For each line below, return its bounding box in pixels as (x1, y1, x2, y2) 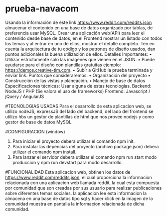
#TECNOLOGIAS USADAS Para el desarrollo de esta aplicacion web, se (5, 103, 152, 109)
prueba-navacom (5, 3, 79, 14)
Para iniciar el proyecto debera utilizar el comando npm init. (12, 138, 135, 144)
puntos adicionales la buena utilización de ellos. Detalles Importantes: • (5, 51, 152, 57)
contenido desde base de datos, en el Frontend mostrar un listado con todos (5, 35, 163, 41)
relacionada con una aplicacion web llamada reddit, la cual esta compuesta (5, 180, 160, 186)
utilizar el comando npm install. (12, 149, 77, 155)
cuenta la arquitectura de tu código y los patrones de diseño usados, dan (5, 46, 156, 52)
